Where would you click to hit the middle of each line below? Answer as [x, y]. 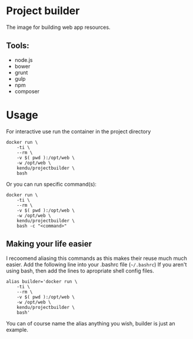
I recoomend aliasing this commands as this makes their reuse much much [96, 258]
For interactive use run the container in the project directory [79, 131]
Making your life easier [49, 244]
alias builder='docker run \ [42, 281]
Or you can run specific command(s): [51, 184]
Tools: [18, 46]
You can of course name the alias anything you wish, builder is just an [91, 323]
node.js [24, 60]
